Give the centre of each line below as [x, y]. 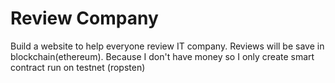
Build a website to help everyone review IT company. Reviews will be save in [167, 46]
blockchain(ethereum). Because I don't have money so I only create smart [162, 56]
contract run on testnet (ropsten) [78, 67]
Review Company [84, 18]
